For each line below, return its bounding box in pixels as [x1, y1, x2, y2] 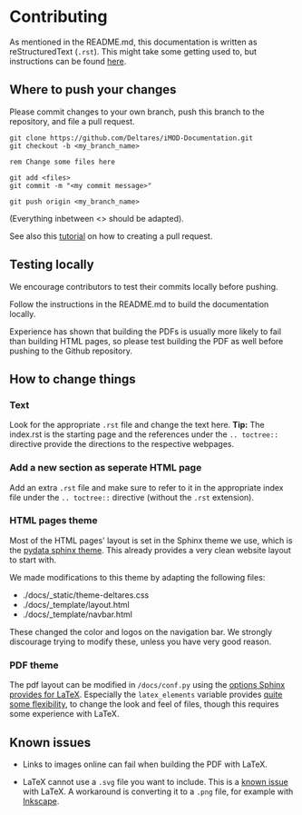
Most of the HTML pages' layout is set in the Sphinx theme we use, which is [9, 534, 293, 546]
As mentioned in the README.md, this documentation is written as [9, 36, 258, 47]
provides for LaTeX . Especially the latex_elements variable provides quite [9, 689, 283, 701]
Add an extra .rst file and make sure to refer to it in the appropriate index [9, 482, 284, 492]
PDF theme [9, 659, 59, 671]
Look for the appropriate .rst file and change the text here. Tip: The [9, 420, 265, 431]
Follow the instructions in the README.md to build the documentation [9, 298, 269, 310]
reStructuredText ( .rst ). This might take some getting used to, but [9, 45, 257, 56]
